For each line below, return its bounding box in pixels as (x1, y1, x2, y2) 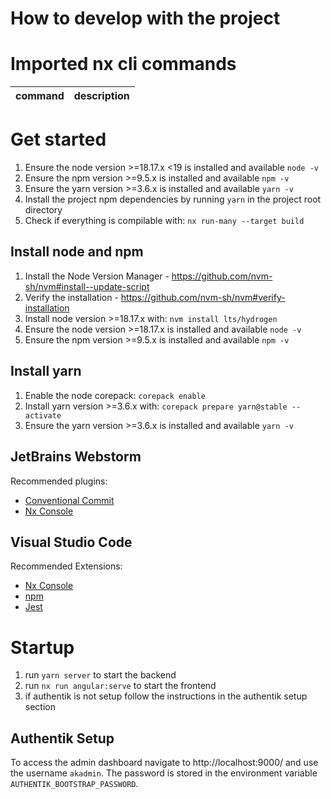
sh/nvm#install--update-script (24, 280, 150, 292)
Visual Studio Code (10, 533, 133, 551)
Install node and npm (10, 243, 144, 261)
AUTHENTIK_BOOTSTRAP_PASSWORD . (10, 778, 139, 790)
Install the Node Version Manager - (24, 270, 170, 282)
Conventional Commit (24, 494, 115, 506)
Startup (10, 636, 75, 659)
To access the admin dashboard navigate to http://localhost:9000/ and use (10, 757, 319, 769)
